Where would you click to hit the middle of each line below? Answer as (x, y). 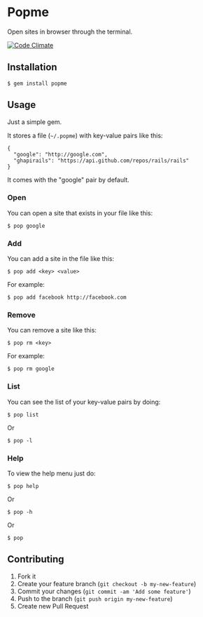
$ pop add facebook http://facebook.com (67, 298)
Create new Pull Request (53, 606)
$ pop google (26, 226)
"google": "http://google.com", (61, 154)
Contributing (36, 559)
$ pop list (23, 414)
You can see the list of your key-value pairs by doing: (84, 402)
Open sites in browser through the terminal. (70, 32)
